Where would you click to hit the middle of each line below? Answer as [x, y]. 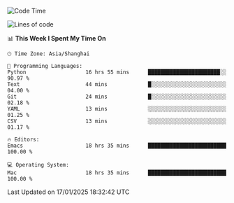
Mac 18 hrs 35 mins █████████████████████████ [117, 173]
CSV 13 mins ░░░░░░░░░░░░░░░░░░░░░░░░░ [117, 121]
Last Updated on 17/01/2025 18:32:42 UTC [68, 192]
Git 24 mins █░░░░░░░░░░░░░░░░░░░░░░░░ [117, 97]
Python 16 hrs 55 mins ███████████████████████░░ [117, 72]
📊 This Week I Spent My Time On [57, 38]
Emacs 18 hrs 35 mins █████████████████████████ [117, 146]
